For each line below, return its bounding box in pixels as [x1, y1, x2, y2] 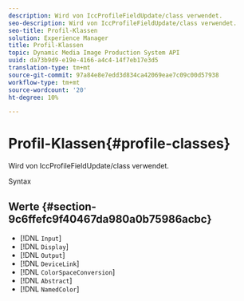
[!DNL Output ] [19, 251, 65, 259]
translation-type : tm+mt [8, 64, 91, 72]
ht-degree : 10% [8, 93, 59, 101]
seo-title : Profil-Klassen [8, 26, 98, 34]
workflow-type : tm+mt [8, 78, 81, 86]
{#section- [41, 200, 97, 213]
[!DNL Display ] [19, 242, 69, 251]
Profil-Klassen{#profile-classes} [8, 135, 231, 152]
